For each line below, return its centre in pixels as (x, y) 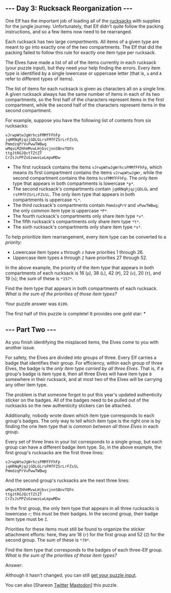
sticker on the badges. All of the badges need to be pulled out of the (77, 400)
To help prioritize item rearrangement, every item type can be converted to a (86, 237)
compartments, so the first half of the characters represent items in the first (85, 99)
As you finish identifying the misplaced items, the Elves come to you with (82, 342)
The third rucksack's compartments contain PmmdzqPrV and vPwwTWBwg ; (86, 205)
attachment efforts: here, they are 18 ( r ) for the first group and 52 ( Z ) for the (85, 534)
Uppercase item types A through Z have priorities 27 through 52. (80, 258)
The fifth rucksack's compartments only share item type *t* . (76, 221)
